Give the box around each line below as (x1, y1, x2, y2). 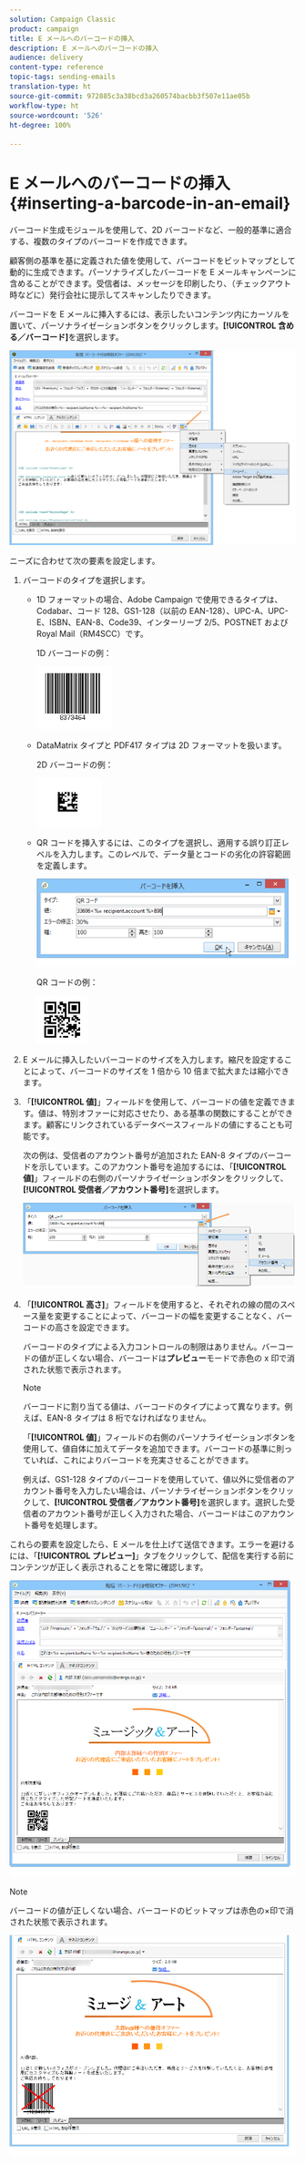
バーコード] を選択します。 (25, 332, 124, 343)
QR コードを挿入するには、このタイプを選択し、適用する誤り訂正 (36, 837, 282, 848)
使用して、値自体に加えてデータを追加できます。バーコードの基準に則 (22, 1443, 285, 1454)
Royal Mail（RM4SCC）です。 (36, 629, 148, 640)
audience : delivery (9, 53, 84, 63)
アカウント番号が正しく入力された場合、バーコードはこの (46, 1508, 262, 1519)
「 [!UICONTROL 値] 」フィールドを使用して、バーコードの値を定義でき (22, 1096, 289, 1107)
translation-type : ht (9, 82, 92, 91)
